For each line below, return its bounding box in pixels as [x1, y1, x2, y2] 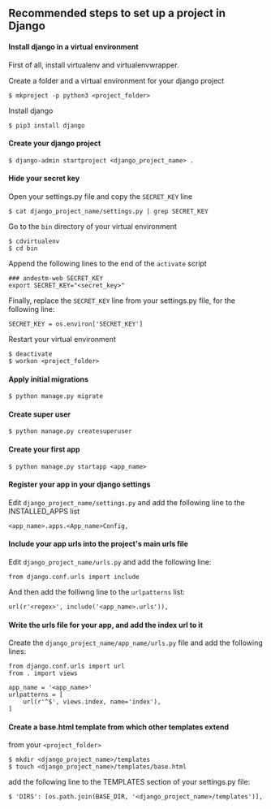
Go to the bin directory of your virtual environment [8, 222, 177, 231]
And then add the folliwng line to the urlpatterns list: [8, 587, 185, 597]
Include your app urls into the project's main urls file [8, 539, 188, 549]
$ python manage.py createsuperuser [8, 427, 132, 435]
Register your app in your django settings [8, 479, 151, 490]
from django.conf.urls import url [8, 662, 126, 671]
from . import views [8, 669, 79, 677]
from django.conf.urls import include [8, 573, 140, 582]
